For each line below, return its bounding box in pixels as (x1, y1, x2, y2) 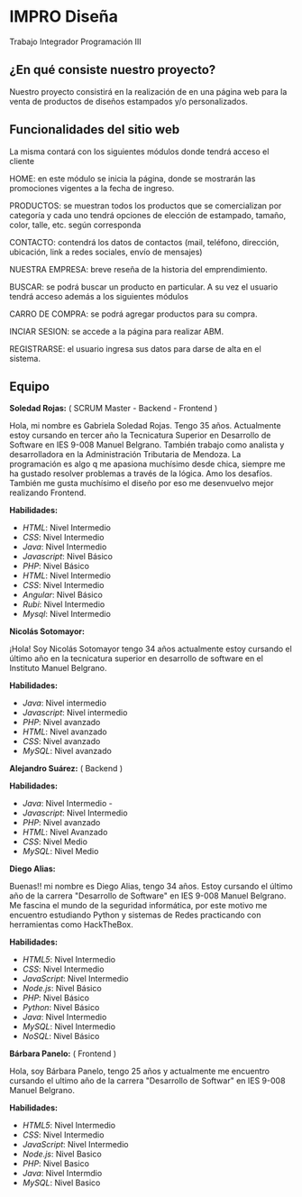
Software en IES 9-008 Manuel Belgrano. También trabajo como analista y (9, 439, 285, 450)
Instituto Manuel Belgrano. (9, 663, 107, 674)
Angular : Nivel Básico (22, 589, 104, 601)
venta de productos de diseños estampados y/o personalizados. (9, 96, 248, 106)
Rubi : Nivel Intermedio (22, 599, 105, 610)
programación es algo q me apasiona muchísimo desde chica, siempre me (9, 458, 286, 470)
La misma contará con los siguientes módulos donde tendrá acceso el (9, 146, 270, 157)
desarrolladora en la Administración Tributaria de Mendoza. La (9, 449, 242, 460)
